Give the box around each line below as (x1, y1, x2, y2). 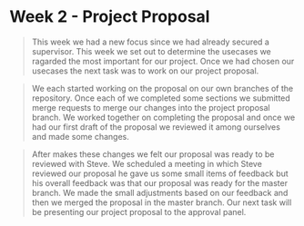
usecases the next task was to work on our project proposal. (31, 65, 259, 76)
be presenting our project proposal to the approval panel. (31, 206, 247, 217)
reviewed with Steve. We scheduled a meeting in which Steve (31, 158, 262, 169)
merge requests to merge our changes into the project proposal (31, 102, 270, 113)
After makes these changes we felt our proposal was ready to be (31, 148, 275, 160)
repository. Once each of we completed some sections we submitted (31, 93, 291, 103)
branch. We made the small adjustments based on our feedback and (31, 187, 289, 198)
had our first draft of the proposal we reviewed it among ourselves (31, 121, 280, 133)
